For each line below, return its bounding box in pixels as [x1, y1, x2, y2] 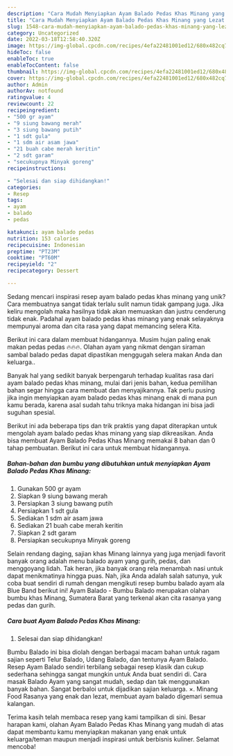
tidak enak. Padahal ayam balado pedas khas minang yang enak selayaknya [7, 314, 224, 323]
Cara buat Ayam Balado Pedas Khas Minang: [7, 617, 141, 625]
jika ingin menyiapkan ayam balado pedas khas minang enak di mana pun [7, 393, 217, 402]
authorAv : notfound [7, 87, 64, 94]
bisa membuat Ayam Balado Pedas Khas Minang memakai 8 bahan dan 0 [7, 436, 216, 445]
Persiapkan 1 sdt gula [17, 506, 78, 515]
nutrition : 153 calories [7, 235, 79, 242]
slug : [7, 23, 23, 30]
